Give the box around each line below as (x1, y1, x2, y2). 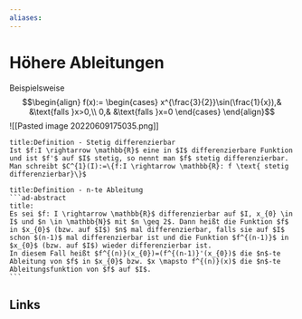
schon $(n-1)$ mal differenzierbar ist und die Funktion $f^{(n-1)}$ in (9, 233, 289, 242)
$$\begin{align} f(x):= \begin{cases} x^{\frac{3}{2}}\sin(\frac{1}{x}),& (22, 96, 282, 107)
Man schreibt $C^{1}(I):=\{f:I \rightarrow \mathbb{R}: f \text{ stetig (9, 161, 289, 170)
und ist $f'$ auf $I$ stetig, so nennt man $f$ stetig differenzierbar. (9, 153, 289, 163)
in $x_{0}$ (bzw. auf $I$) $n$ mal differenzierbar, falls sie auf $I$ (9, 225, 285, 234)
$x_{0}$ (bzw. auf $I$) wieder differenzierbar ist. (9, 241, 212, 250)
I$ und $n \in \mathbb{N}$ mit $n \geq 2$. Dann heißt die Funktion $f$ (9, 217, 289, 227)
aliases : (9, 13, 42, 23)
